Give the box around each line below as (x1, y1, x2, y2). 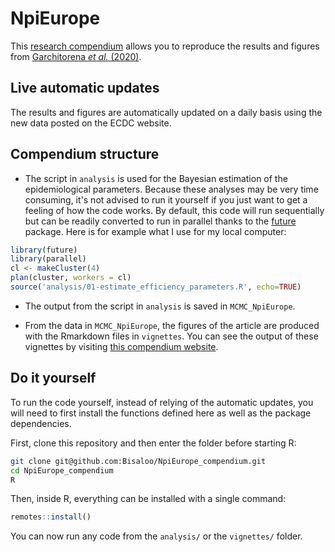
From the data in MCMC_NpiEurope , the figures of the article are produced (24, 319, 320, 331)
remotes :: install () (10, 512, 92, 522)
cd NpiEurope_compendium (10, 465, 114, 476)
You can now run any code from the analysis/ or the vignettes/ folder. (10, 530, 303, 542)
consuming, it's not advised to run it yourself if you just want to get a (24, 193, 308, 206)
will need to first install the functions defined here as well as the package (10, 407, 312, 419)
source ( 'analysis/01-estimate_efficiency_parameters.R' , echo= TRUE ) (10, 282, 302, 292)
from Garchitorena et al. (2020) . (10, 50, 142, 62)
